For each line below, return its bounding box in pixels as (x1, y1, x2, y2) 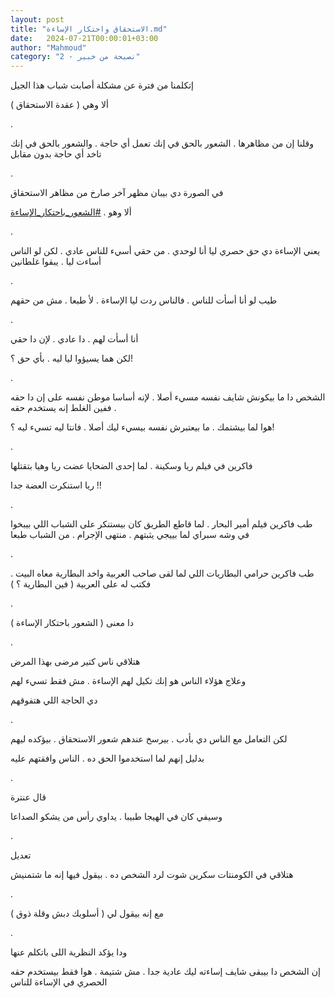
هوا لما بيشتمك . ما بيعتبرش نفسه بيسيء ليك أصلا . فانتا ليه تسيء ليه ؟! (10, 421, 275, 433)
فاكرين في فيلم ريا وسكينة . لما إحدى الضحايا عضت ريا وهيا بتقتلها (10, 460, 253, 472)
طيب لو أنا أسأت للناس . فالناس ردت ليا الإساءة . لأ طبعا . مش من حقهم (10, 294, 278, 306)
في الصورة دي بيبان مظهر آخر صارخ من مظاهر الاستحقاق (10, 187, 224, 199)
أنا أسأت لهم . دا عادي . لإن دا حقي (10, 333, 139, 345)
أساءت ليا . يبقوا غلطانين (10, 256, 102, 268)
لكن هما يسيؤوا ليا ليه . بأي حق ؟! (10, 352, 134, 365)
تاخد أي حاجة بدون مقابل (10, 148, 102, 160)
